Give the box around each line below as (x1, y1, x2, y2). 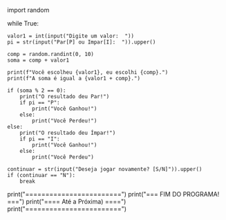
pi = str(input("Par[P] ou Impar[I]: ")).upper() (7, 39, 156, 46)
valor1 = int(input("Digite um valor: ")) (7, 33, 135, 39)
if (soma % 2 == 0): (7, 87, 67, 94)
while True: (7, 19, 39, 27)
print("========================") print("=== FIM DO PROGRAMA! (7, 190, 220, 198)
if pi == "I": (19, 136, 60, 143)
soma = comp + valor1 (7, 57, 70, 64)
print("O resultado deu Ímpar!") (19, 129, 116, 136)
